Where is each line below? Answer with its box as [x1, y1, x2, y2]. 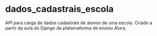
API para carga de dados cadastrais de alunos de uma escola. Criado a [5, 20, 152, 26]
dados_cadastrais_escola [5, 3, 114, 15]
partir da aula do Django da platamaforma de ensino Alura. [5, 25, 127, 31]
